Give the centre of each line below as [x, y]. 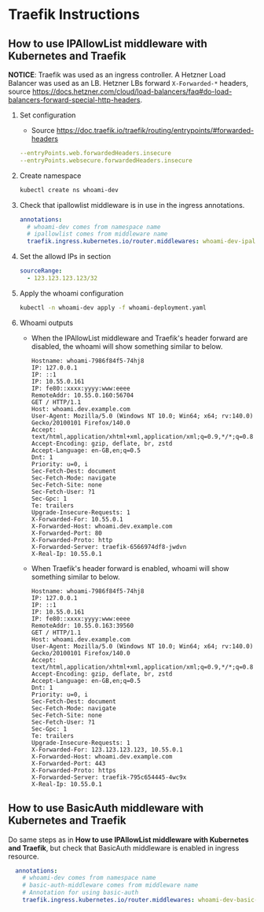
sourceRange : [41, 271]
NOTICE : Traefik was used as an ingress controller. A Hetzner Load [117, 75]
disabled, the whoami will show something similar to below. [127, 346]
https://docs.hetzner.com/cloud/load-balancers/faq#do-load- [132, 91]
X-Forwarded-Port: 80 [66, 533]
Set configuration [48, 115]
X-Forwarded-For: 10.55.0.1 [77, 519]
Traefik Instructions [74, 15]
